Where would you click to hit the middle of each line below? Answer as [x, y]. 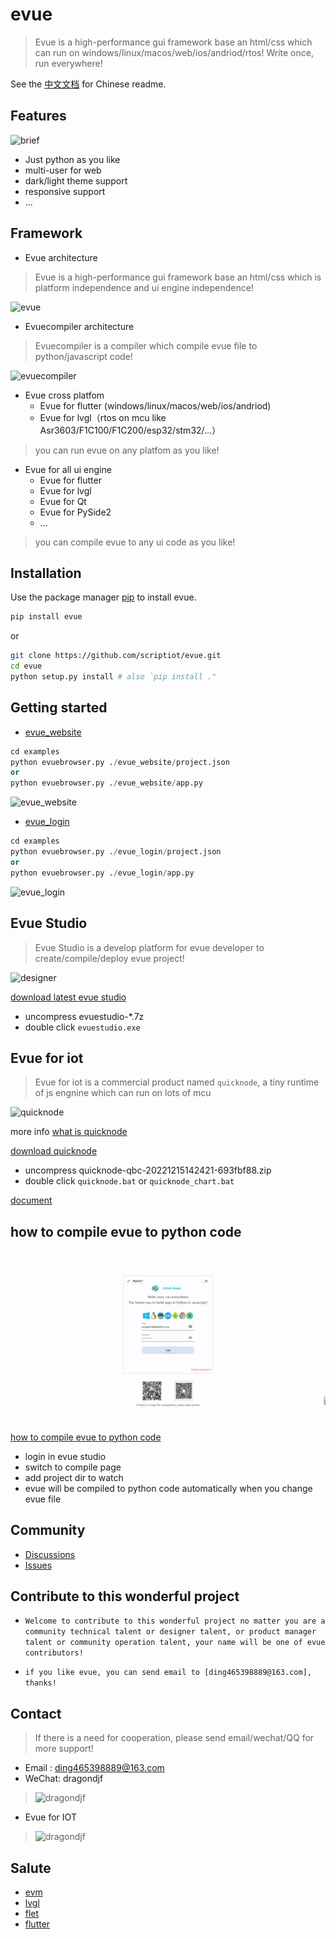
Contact [36, 1713]
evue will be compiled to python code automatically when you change [168, 1488]
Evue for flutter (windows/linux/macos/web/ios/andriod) [155, 405]
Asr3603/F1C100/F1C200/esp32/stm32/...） [130, 430]
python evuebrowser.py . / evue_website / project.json [120, 762]
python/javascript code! [83, 356]
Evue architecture [61, 257]
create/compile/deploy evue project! [109, 958]
